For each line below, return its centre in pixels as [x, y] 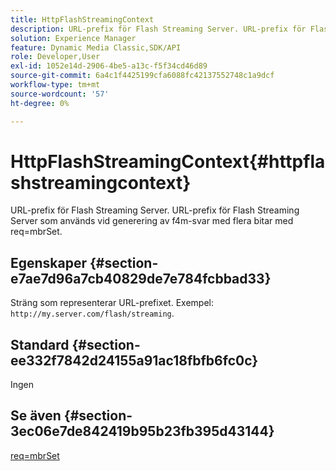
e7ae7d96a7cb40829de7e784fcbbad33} [141, 278]
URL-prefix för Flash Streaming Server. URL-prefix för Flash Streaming [155, 210]
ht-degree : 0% [40, 103]
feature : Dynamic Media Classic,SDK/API [96, 47]
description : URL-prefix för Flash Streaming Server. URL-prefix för [158, 29]
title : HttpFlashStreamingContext [82, 19]
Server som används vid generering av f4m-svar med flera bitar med [152, 221]
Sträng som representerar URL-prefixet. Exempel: [112, 303]
